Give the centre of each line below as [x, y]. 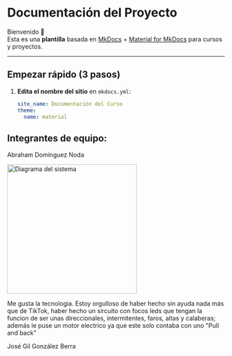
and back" [22, 333]
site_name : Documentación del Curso [70, 104]
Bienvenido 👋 [26, 32]
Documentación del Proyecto [92, 13]
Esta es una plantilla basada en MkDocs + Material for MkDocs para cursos [115, 39]
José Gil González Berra [41, 346]
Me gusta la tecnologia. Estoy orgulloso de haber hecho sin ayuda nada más [116, 304]
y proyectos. [25, 46]
